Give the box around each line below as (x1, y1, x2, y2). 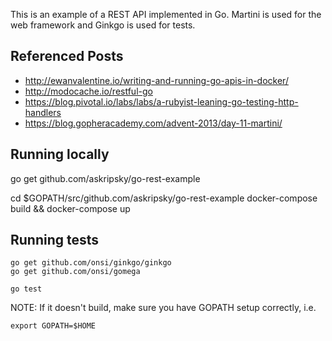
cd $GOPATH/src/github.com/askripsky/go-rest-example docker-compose (10, 192, 318, 204)
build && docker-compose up (10, 202, 131, 214)
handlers (24, 106, 62, 118)
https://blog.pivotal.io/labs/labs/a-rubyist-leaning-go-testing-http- (24, 95, 299, 108)
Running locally (10, 146, 110, 163)
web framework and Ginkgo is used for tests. (10, 19, 196, 31)
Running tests (10, 232, 100, 249)
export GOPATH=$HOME (10, 321, 97, 331)
